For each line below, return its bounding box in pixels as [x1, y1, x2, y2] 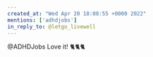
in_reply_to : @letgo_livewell [7, 23, 97, 30]
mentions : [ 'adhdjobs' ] [7, 17, 78, 24]
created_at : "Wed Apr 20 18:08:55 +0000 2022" [7, 10, 147, 17]
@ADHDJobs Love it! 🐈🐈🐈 [7, 42, 86, 51]
